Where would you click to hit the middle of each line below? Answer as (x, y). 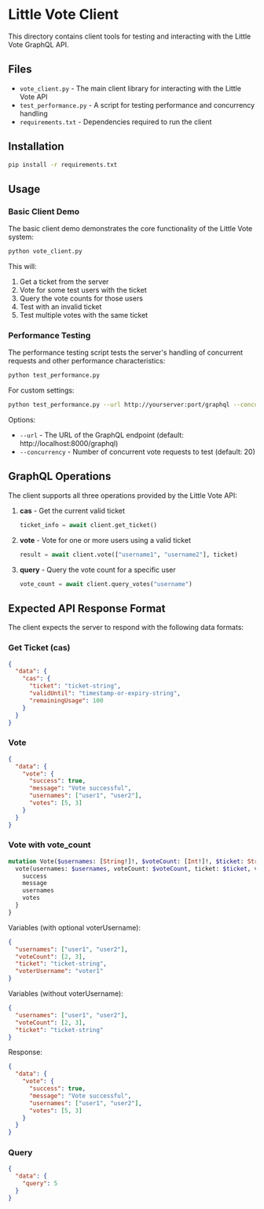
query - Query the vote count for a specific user (98, 569)
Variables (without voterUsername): (66, 993)
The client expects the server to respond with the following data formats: (126, 628)
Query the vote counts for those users (81, 298)
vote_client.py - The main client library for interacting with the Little (130, 88)
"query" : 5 (40, 1184)
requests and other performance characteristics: (87, 361)
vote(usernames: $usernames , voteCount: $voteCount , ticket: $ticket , (133, 868)
